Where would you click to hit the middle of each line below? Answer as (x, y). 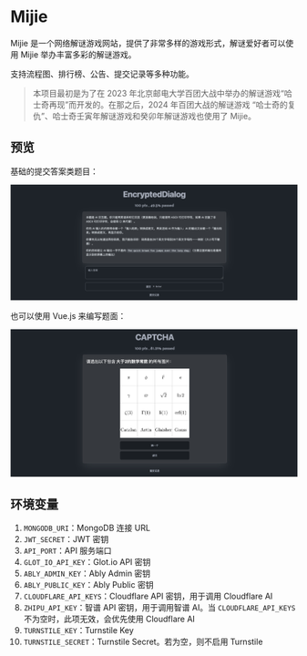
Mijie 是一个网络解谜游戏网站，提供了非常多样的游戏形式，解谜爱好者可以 (148, 43)
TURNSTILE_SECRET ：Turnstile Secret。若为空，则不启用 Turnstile (143, 642)
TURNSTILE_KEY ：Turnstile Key (79, 630)
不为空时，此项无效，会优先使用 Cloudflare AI (109, 619)
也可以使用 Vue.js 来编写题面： (68, 315)
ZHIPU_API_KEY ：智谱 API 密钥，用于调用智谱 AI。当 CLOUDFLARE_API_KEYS (159, 608)
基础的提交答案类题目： (54, 171)
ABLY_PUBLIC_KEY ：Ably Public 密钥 (88, 585)
